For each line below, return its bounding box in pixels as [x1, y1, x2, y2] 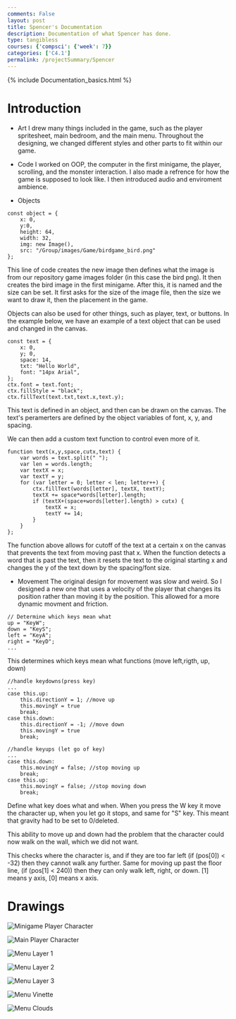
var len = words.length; [20, 460, 93, 467]
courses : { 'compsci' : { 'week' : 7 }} [7, 43, 112, 50]
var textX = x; [20, 467, 65, 474]
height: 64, [20, 228, 55, 235]
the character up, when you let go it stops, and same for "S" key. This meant [7, 809, 229, 817]
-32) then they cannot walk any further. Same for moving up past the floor [7, 859, 223, 867]
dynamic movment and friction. [17, 600, 108, 608]
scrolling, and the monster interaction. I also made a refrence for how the [17, 167, 230, 176]
